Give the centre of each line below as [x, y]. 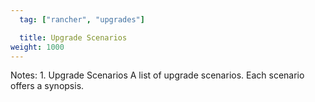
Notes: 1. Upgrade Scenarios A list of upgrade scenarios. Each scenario [157, 75]
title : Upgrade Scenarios [73, 37]
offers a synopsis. [47, 86]
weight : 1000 [37, 47]
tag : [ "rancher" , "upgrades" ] [82, 19]
